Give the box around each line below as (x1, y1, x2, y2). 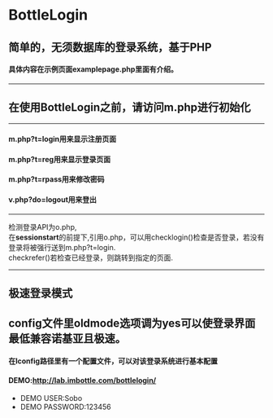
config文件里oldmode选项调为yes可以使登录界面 (8, 316, 256, 331)
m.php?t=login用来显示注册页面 (8, 134, 117, 144)
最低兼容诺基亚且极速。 (8, 332, 126, 345)
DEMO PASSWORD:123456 (19, 402, 111, 412)
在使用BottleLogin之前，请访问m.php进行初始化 (8, 100, 251, 115)
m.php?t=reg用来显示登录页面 (8, 154, 111, 164)
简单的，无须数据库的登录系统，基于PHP (8, 40, 212, 54)
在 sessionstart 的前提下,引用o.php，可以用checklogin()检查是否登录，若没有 (8, 232, 265, 242)
